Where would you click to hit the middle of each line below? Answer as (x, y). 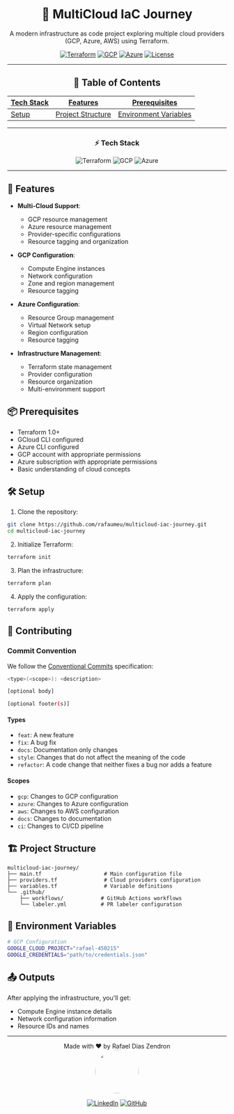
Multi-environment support (67, 389)
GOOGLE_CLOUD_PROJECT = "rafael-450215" (63, 949)
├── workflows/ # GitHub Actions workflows (101, 899)
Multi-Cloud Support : (49, 205)
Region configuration (58, 332)
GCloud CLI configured (50, 439)
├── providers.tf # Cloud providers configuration (104, 880)
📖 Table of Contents (117, 83)
